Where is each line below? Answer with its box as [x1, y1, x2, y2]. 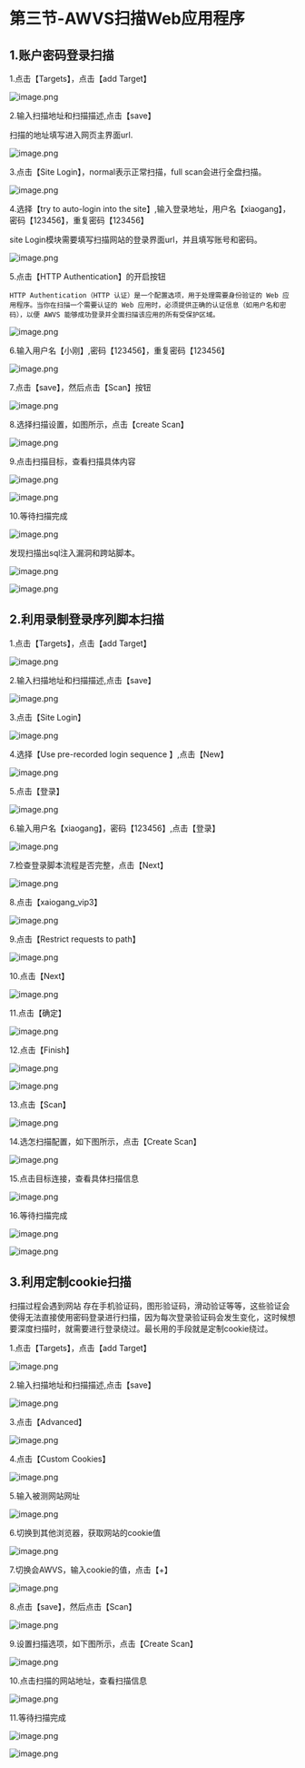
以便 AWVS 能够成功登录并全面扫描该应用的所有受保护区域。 [25, 310, 220, 319]
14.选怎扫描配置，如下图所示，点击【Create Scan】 [9, 1136, 202, 1147]
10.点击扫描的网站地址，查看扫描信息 [9, 1675, 148, 1686]
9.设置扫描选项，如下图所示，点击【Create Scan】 [9, 1638, 198, 1649]
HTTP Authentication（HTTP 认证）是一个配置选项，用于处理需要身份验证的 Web [9, 291, 279, 300]
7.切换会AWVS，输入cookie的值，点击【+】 [9, 1564, 172, 1575]
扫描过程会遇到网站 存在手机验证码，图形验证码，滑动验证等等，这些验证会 [9, 1300, 290, 1311]
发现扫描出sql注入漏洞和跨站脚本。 [9, 548, 141, 558]
